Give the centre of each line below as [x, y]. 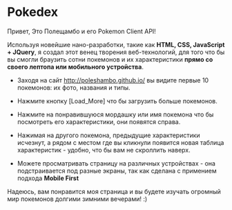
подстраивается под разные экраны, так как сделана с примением [117, 170]
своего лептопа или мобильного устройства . [75, 67]
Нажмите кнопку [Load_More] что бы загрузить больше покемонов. [117, 100]
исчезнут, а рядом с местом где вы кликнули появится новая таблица [120, 142]
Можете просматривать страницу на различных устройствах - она [116, 163]
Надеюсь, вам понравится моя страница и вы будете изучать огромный [114, 191]
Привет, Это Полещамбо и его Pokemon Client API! [82, 31]
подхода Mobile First [48, 178]
